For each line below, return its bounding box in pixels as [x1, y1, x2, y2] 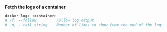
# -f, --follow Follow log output [5, 18, 94, 23]
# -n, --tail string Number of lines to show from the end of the [5, 22, 153, 27]
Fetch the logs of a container [5, 4, 66, 10]
